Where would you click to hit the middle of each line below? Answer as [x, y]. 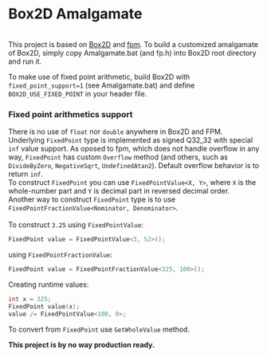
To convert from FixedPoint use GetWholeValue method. [99, 329]
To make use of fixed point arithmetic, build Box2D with [99, 76]
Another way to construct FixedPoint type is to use [92, 199]
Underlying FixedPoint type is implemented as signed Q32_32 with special [131, 140]
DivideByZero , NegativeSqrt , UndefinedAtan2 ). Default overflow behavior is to [134, 166]
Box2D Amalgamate [75, 14]
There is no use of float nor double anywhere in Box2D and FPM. [116, 131]
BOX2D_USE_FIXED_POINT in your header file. [78, 93]
